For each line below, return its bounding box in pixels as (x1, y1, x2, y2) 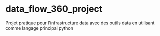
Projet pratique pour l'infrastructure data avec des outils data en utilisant (5, 20, 155, 26)
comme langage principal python (5, 25, 74, 31)
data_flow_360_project (5, 3, 103, 15)
